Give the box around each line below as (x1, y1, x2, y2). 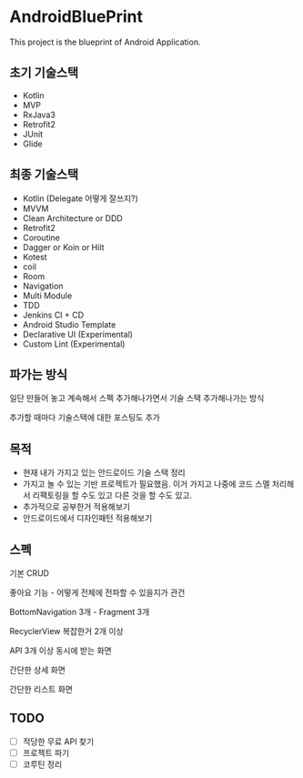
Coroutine (22, 232, 61, 243)
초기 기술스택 (9, 66, 79, 81)
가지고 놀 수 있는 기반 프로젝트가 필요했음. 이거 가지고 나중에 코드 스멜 (22, 479, 270, 490)
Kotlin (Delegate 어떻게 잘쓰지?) (22, 193, 139, 204)
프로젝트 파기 (22, 747, 70, 758)
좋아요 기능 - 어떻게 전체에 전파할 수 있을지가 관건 (9, 587, 186, 598)
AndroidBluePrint (9, 6, 144, 27)
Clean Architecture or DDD (22, 212, 123, 224)
